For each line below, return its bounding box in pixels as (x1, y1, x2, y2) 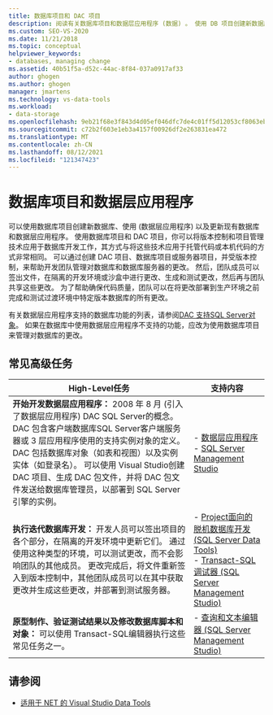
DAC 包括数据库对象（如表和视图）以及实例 (12, 447, 179, 458)
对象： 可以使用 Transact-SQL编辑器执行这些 (12, 628, 186, 639)
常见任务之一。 (12, 640, 71, 652)
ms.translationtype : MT (8, 133, 89, 141)
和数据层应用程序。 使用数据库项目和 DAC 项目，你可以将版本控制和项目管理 (8, 232, 264, 242)
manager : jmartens (8, 87, 71, 96)
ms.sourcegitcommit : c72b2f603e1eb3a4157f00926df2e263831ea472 (8, 125, 227, 133)
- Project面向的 (193, 512, 253, 522)
